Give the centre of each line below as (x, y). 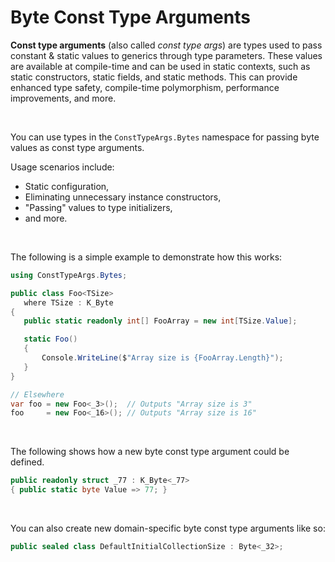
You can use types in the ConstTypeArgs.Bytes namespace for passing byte (165, 137)
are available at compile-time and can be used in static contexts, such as (160, 66)
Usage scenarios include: (62, 167)
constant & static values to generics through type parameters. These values (166, 55)
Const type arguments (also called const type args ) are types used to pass (166, 45)
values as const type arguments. (77, 147)
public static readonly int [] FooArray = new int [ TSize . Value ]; (160, 321)
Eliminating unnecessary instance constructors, (123, 197)
